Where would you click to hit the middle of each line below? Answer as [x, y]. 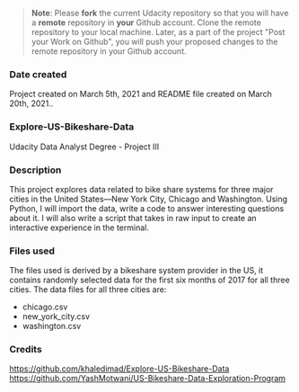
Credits [26, 350]
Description [35, 170]
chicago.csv [45, 307]
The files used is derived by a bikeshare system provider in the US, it [136, 271]
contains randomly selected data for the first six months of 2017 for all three [149, 280]
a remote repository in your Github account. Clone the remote [146, 22]
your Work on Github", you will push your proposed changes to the [154, 41]
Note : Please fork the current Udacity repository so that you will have [160, 13]
